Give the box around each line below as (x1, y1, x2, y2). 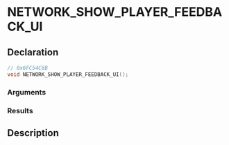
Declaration (7, 46, 59, 58)
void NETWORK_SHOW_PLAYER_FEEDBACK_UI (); (7, 70, 129, 78)
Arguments (7, 87, 46, 97)
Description (7, 127, 59, 139)
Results (7, 106, 33, 115)
